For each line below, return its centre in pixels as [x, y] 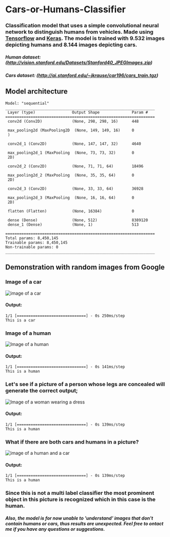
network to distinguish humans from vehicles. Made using [79, 32]
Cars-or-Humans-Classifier [65, 9]
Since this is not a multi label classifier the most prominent [80, 493]
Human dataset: [23, 57]
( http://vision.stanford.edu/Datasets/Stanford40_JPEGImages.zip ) [79, 62]
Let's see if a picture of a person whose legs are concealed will [85, 385]
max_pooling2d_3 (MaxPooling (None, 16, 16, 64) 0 [71, 198]
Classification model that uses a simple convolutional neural [82, 26]
